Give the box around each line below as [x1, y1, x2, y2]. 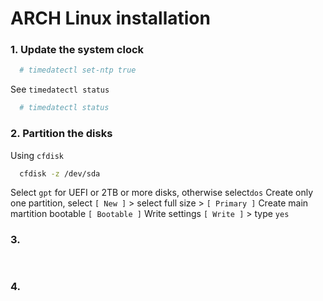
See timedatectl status [10, 83, 110, 96]
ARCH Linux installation [10, 7, 211, 30]
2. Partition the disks [10, 127, 113, 141]
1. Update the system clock [10, 43, 145, 57]
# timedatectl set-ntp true [19, 65, 137, 76]
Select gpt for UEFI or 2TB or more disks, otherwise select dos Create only [10, 187, 314, 199]
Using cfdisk [10, 149, 64, 161]
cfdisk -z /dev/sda [19, 168, 101, 179]
